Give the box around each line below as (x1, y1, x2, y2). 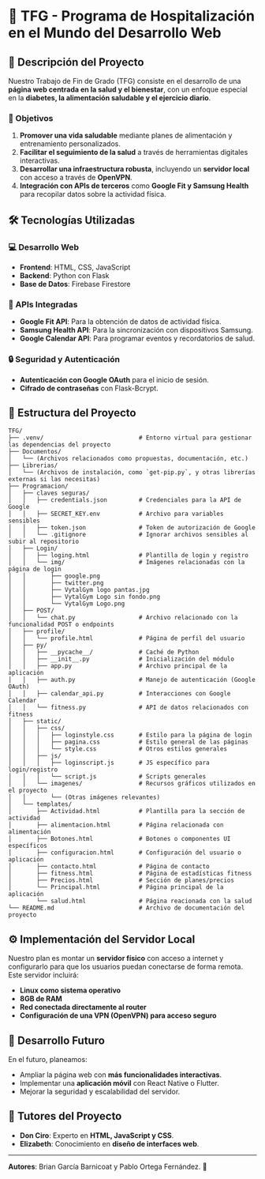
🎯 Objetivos (8, 112, 54, 123)
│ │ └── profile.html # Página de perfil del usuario (8, 635, 245, 642)
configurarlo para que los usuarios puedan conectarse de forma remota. (8, 962, 244, 971)
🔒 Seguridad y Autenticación (8, 354, 121, 365)
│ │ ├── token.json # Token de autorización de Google (8, 524, 256, 532)
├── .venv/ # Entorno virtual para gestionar (8, 434, 252, 442)
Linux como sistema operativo (19, 985, 121, 995)
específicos (8, 842, 47, 850)
